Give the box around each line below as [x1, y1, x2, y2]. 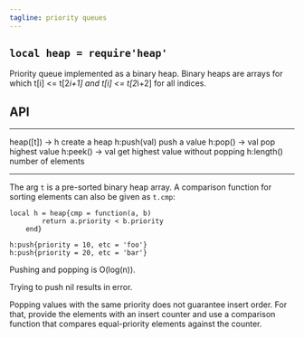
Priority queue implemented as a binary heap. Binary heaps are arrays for [9, 69, 283, 80]
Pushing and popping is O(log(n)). [9, 264, 136, 276]
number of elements [9, 155, 85, 167]
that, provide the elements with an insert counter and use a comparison [9, 309, 276, 320]
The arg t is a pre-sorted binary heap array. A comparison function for [9, 182, 272, 192]
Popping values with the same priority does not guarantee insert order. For [9, 299, 288, 310]
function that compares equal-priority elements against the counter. [9, 318, 262, 330]
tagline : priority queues [9, 13, 107, 23]
